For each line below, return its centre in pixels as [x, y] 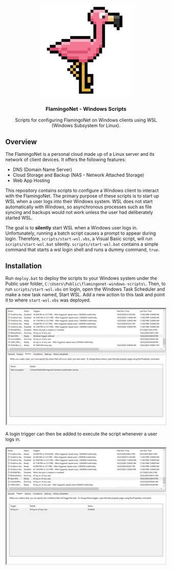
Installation [24, 266]
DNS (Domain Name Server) [42, 170]
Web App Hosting [31, 181]
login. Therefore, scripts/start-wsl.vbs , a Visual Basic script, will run [79, 239]
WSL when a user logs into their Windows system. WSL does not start [79, 202]
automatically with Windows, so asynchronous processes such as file [79, 207]
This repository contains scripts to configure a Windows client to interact [82, 190]
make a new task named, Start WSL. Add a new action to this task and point [85, 295]
